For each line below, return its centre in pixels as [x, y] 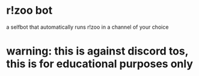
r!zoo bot [29, 10]
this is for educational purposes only [100, 64]
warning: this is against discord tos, [97, 51]
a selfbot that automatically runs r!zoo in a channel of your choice [87, 27]
